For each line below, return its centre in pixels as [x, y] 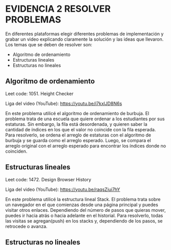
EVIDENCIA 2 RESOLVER [58, 9]
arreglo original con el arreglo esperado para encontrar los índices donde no [86, 146]
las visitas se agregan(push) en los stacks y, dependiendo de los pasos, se [84, 221]
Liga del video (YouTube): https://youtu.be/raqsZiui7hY [63, 189]
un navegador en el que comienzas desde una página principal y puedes [82, 205]
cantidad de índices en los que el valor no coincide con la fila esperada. [81, 129]
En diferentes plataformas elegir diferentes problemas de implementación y [84, 34]
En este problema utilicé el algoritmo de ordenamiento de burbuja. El [77, 113]
